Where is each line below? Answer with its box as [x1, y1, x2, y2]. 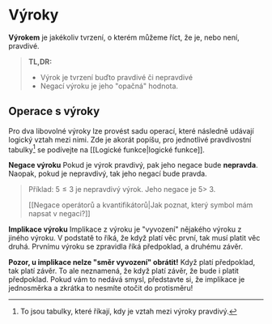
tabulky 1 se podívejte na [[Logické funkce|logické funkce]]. [8, 143, 205, 155]
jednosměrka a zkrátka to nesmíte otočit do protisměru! [8, 283, 193, 293]
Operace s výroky [8, 104, 100, 118]
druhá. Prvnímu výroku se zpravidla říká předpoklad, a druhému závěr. [8, 241, 243, 252]
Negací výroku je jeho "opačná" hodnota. [40, 81, 179, 91]
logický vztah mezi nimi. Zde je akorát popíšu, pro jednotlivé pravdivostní [8, 134, 252, 144]
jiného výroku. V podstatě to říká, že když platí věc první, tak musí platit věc [8, 233, 261, 243]
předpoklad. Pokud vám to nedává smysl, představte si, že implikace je [8, 275, 245, 284]
